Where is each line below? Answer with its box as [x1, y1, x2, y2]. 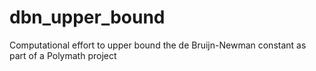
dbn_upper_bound [9, 6, 166, 29]
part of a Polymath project [9, 49, 117, 61]
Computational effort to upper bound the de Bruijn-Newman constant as [9, 39, 307, 51]
